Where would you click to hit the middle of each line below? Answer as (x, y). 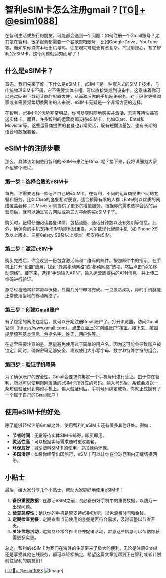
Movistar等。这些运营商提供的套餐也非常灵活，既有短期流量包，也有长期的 (81, 125)
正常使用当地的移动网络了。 (33, 296)
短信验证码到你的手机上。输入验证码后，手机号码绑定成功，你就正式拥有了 (85, 388)
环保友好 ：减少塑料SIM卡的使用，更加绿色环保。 (62, 448)
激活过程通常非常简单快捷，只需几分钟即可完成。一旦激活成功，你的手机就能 (83, 289)
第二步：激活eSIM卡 (29, 249)
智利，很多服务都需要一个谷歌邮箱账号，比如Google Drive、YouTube (88, 41)
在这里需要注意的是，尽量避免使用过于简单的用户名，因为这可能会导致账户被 (83, 344)
